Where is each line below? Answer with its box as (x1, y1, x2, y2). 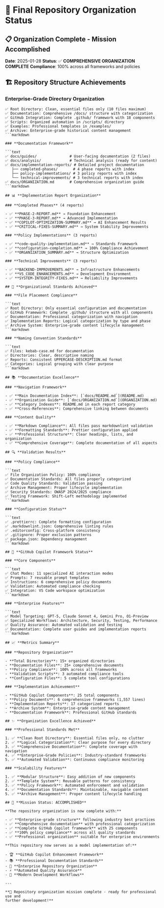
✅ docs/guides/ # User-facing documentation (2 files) (5, 154, 151, 159)
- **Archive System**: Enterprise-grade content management (5, 706, 131, 711)
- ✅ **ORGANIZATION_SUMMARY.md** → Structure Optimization (5, 250, 129, 255)
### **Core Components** (5, 558, 56, 563)
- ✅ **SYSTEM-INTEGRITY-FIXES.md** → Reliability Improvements (5, 275, 138, 281)
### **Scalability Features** (5, 765, 67, 771)
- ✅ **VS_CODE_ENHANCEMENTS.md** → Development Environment (5, 271, 131, 276)
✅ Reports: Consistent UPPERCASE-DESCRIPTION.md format (5, 357, 122, 362)
